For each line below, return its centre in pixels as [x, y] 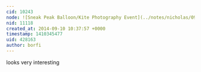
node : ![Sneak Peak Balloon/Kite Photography [64, 17]
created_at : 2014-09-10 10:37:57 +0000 [56, 28]
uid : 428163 [21, 40]
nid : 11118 [20, 23]
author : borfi [24, 46]
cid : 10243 [20, 12]
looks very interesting [33, 62]
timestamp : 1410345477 [34, 34]
